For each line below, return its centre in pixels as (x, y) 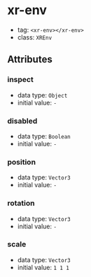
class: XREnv (35, 37)
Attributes (30, 60)
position (22, 162)
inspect (20, 80)
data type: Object (42, 95)
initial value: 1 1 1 (43, 267)
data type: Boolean (44, 136)
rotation (21, 204)
